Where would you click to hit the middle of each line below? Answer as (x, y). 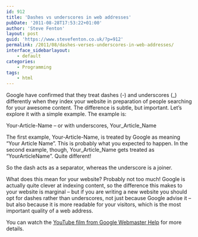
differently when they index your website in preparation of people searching (99, 101)
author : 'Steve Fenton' (36, 28)
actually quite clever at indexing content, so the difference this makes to (94, 186)
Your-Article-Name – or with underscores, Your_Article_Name (81, 126)
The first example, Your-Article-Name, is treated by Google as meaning (93, 137)
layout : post (22, 34)
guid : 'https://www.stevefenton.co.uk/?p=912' (65, 39)
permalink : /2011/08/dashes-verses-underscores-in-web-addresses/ (90, 45)
